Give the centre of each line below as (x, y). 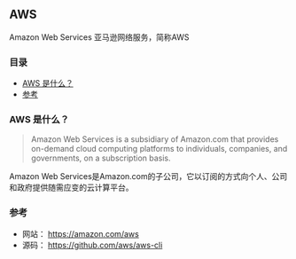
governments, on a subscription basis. (101, 158)
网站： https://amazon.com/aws (80, 233)
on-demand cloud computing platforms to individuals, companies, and (159, 149)
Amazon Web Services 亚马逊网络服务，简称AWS (99, 37)
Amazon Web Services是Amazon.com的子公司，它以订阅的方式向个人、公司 (148, 177)
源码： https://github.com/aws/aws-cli (92, 245)
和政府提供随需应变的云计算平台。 (71, 188)
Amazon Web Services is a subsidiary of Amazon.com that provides (155, 139)
